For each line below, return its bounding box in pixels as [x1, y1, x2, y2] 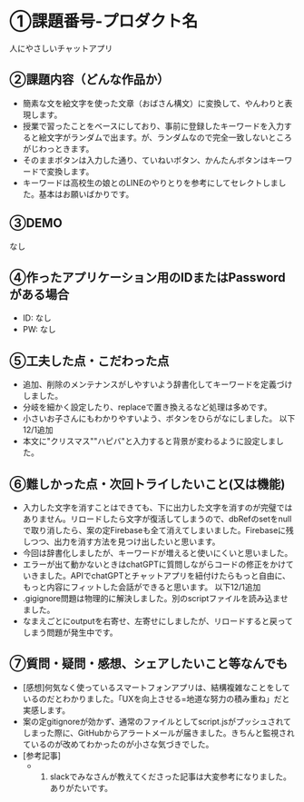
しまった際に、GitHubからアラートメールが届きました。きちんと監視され [22, 727, 295, 738]
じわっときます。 [30, 143, 94, 153]
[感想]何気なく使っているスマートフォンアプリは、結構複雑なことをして [22, 681, 290, 693]
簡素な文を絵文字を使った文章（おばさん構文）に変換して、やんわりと [22, 97, 285, 108]
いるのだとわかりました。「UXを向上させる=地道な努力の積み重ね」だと [22, 693, 290, 704]
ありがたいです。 [49, 782, 113, 793]
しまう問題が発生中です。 [22, 627, 118, 638]
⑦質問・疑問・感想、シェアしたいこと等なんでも [9, 656, 289, 671]
